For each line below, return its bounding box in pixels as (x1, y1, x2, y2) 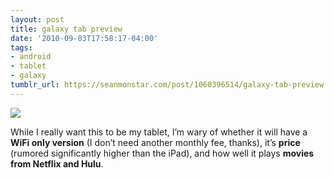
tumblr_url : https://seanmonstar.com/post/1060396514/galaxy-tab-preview (10, 80, 325, 90)
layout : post (10, 14, 65, 25)
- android (10, 52, 52, 62)
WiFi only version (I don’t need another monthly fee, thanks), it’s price (10, 136, 301, 148)
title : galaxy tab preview (10, 24, 123, 34)
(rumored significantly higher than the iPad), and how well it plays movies (10, 147, 315, 159)
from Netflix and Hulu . (10, 157, 104, 170)
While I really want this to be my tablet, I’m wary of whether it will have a (10, 126, 308, 138)
